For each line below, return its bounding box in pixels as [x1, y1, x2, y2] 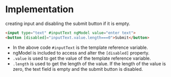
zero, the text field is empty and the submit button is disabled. [12, 66, 143, 72]
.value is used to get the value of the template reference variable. [12, 55, 152, 61]
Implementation [5, 4, 74, 15]
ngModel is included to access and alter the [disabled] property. [12, 49, 150, 56]
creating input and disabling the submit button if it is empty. [5, 20, 131, 27]
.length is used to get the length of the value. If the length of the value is [12, 60, 166, 67]
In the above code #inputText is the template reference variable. [12, 44, 148, 50]
